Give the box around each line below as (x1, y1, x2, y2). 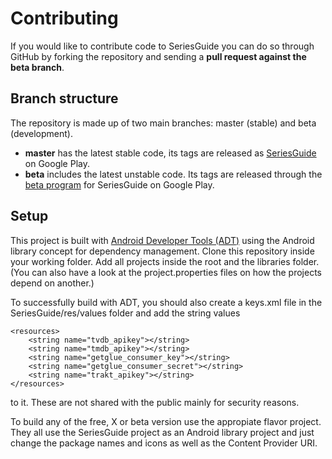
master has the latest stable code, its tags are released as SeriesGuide (24, 147, 317, 159)
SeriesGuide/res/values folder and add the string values (10, 307, 241, 319)
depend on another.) (10, 277, 95, 289)
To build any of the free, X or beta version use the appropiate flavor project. (10, 415, 322, 427)
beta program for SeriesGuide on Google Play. (24, 178, 215, 191)
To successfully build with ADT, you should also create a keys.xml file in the (10, 296, 323, 308)
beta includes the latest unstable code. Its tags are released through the (24, 168, 323, 180)
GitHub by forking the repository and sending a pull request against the (10, 50, 307, 62)
